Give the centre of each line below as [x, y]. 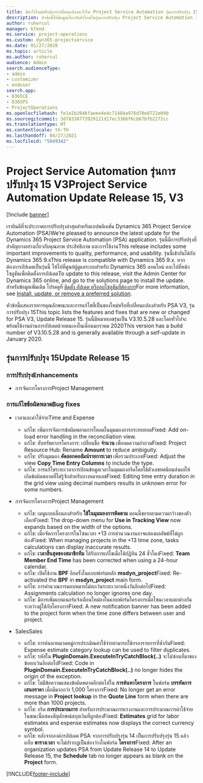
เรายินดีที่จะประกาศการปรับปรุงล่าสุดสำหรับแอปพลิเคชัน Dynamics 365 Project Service [99, 226]
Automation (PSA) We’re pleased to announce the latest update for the [93, 233]
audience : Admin [27, 62]
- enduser [19, 85]
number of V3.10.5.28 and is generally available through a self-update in [96, 332]
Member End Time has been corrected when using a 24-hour [101, 560]
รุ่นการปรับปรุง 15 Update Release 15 [68, 358]
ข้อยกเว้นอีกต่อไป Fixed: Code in [59, 663]
